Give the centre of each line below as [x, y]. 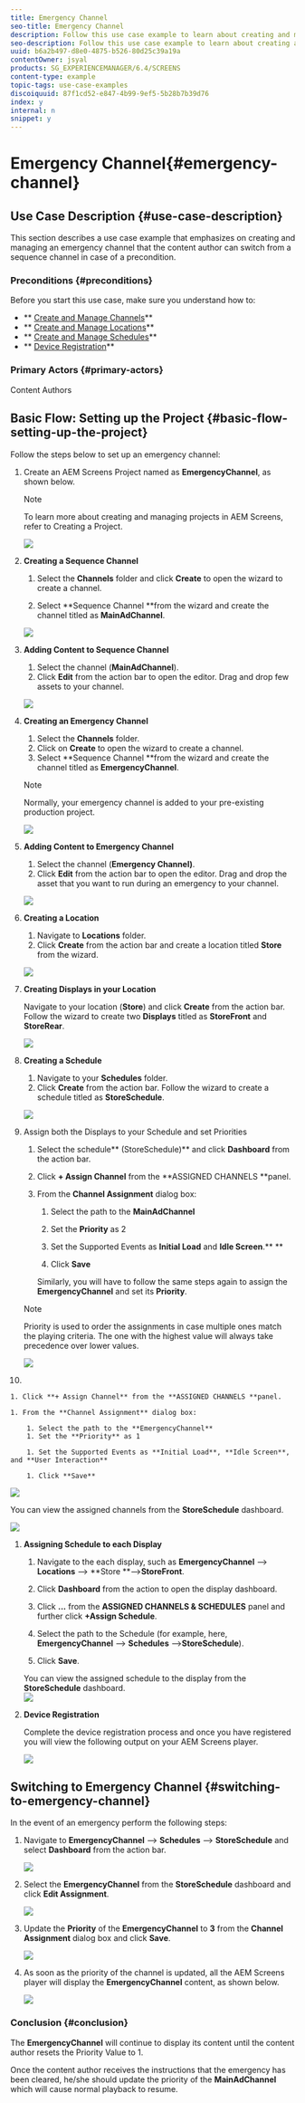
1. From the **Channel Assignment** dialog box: [104, 1412]
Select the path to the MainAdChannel [123, 1211]
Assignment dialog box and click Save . [97, 1938]
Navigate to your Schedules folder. [102, 1077]
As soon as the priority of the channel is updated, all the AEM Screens [154, 1973]
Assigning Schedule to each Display [92, 1544]
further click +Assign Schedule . [97, 1616]
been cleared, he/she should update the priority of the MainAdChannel [143, 2079]
